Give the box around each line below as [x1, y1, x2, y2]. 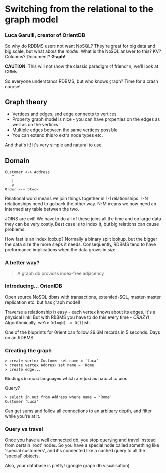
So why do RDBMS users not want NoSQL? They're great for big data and [5, 43, 155, 49]
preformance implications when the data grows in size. [5, 247, 117, 253]
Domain [5, 156, 30, 165]
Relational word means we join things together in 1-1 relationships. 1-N [5, 195, 148, 202]
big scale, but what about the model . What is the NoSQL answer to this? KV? [5, 48, 161, 54]
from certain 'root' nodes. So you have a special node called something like [5, 442, 160, 448]
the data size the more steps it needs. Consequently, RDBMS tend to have [5, 241, 156, 247]
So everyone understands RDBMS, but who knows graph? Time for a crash [5, 78, 159, 84]
